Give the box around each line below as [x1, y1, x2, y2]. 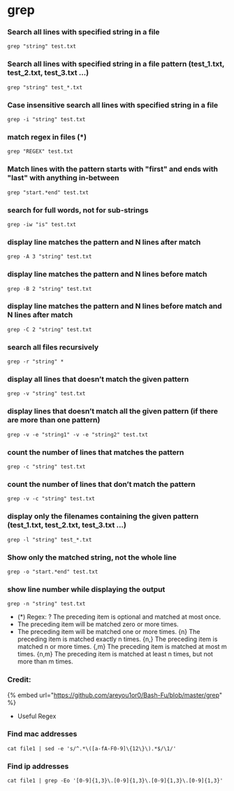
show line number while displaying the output [7, 584, 166, 594]
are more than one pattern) [7, 415, 101, 425]
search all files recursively [7, 342, 99, 352]
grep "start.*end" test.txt [7, 188, 89, 196]
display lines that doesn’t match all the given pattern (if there [7, 406, 219, 416]
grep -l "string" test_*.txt [7, 536, 92, 543]
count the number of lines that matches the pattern [7, 447, 184, 457]
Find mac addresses [7, 729, 78, 739]
